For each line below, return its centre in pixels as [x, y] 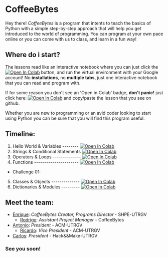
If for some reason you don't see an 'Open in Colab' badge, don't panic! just [84, 92]
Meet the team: [30, 202]
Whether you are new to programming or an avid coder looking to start [78, 113]
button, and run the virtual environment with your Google [100, 72]
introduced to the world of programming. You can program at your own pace [84, 34]
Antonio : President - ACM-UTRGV [47, 225]
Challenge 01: [27, 172]
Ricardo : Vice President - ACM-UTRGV [60, 230]
